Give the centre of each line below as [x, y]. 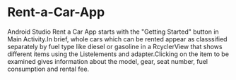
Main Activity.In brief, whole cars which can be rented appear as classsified [117, 39]
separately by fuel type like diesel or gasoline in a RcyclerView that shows [115, 46]
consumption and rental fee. [48, 69]
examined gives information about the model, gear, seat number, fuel [108, 61]
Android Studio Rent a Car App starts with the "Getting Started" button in [113, 32]
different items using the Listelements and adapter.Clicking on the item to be [118, 54]
